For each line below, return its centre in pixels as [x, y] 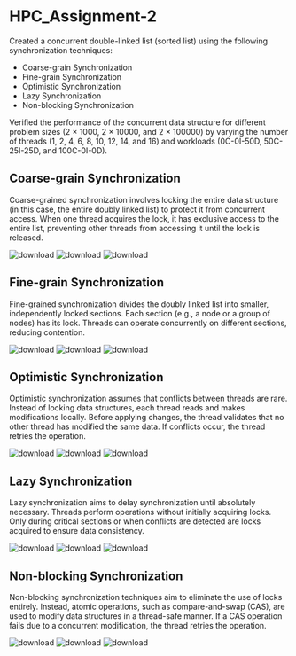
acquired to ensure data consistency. [77, 531]
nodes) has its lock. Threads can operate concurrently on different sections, [148, 323]
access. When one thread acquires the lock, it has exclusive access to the [144, 218]
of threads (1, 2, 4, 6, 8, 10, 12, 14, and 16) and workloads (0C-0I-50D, [136, 141]
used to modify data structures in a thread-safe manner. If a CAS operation [146, 616]
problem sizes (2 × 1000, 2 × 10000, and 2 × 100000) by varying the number [149, 131]
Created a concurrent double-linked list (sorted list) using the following [139, 41]
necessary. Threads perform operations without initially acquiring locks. [140, 512]
